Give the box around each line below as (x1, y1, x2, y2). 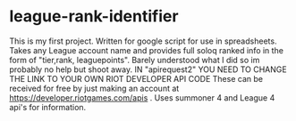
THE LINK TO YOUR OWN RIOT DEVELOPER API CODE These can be (9, 73, 264, 84)
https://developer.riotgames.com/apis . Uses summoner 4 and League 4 (9, 92, 275, 103)
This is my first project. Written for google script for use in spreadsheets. (9, 36, 277, 46)
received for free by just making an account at (9, 83, 180, 93)
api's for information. (9, 101, 87, 112)
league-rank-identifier (9, 6, 179, 27)
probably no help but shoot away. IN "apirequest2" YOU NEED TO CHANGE (9, 64, 288, 75)
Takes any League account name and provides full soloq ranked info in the (9, 44, 284, 55)
